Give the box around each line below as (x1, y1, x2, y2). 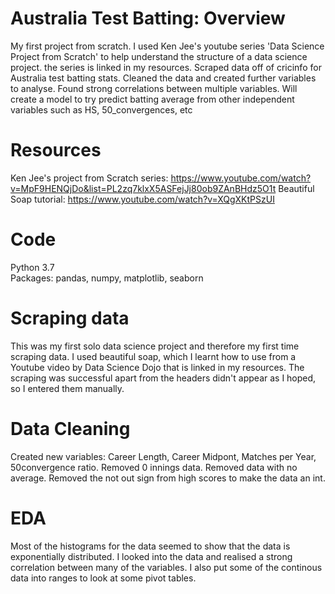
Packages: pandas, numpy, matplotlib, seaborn (10, 272, 204, 284)
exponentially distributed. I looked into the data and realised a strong (10, 550, 293, 562)
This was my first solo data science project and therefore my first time (10, 340, 300, 352)
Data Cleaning (10, 417, 131, 440)
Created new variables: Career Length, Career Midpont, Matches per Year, (10, 450, 317, 462)
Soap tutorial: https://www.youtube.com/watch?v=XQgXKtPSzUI (10, 193, 275, 205)
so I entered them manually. (10, 382, 125, 394)
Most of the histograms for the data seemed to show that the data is (10, 540, 291, 552)
